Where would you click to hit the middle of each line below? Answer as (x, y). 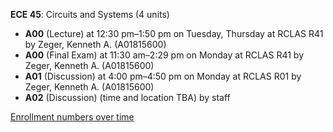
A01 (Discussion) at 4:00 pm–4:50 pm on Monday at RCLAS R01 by (163, 76)
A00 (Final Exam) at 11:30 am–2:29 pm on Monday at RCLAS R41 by (164, 55)
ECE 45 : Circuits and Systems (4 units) (90, 14)
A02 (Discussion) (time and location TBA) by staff (127, 97)
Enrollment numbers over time (72, 117)
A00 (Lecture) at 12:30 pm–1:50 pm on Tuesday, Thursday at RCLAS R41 (174, 33)
